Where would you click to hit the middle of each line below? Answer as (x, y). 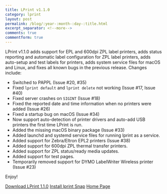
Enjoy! (12, 177)
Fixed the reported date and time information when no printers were (82, 103)
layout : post (19, 19)
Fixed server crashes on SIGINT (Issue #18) (56, 98)
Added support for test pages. (43, 156)
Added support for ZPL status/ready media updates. (66, 151)
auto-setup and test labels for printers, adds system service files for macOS (83, 62)
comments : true (21, 33)
